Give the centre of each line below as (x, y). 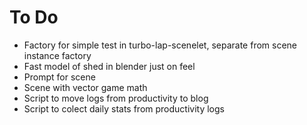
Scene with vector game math (85, 87)
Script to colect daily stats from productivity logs (124, 108)
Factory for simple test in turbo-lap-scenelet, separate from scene (160, 45)
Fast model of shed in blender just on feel (109, 66)
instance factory (57, 55)
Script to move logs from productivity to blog (116, 98)
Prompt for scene (59, 77)
